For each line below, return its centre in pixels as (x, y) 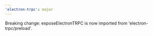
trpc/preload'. (19, 28)
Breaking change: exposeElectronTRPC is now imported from (66, 23)
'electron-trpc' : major (29, 9)
